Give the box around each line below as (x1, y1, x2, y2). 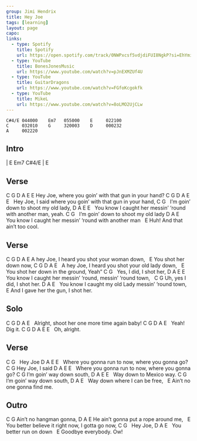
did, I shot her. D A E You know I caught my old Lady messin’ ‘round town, (6, 280, 187, 288)
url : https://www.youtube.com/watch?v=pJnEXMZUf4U (16, 69, 143, 75)
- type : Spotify (11, 42, 51, 48)
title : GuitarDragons (16, 80, 69, 86)
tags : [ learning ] (6, 19, 49, 25)
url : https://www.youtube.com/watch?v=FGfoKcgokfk (16, 85, 143, 91)
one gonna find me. (6, 383, 53, 390)
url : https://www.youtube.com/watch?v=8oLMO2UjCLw (16, 101, 143, 107)
